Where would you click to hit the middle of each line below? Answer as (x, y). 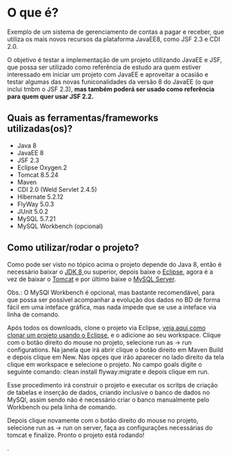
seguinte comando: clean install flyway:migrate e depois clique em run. (108, 372)
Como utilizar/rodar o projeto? (73, 248)
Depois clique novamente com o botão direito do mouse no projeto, (103, 420)
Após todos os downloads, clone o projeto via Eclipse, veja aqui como (107, 327)
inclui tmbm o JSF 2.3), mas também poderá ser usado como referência (111, 89)
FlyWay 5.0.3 (36, 204)
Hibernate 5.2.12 (40, 196)
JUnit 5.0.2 (33, 211)
